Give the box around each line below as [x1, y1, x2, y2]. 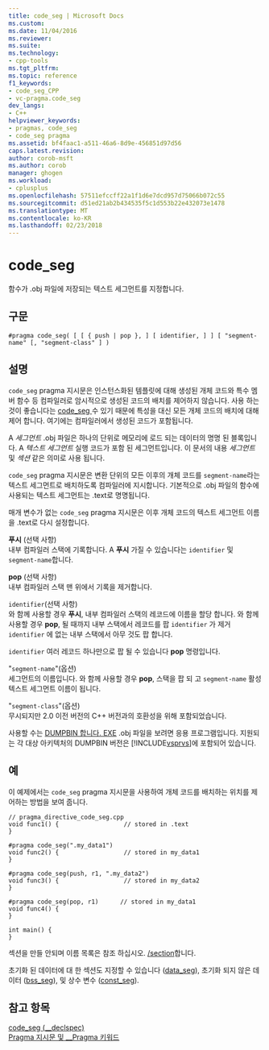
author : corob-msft [8, 154, 74, 162]
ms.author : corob [8, 162, 67, 170]
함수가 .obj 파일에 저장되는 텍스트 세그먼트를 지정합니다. [8, 284, 184, 294]
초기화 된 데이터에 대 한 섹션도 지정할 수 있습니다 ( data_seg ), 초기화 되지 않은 [8, 965, 251, 975]
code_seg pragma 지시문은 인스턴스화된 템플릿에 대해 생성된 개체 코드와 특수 [8, 385, 250, 395]
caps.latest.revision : [8, 147, 85, 155]
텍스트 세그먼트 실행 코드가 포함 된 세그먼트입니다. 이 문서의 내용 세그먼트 [25, 442, 256, 452]
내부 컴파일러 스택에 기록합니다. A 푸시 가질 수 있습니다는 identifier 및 [8, 545, 234, 554]
